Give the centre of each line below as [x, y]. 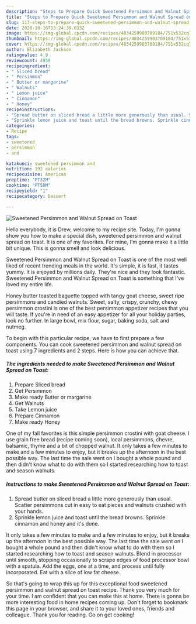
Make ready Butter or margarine [53, 397]
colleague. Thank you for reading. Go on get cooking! [70, 615]
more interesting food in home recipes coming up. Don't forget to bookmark [97, 602]
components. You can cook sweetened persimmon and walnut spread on [94, 344]
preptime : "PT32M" [28, 180]
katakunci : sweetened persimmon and [50, 164]
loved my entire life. [30, 284]
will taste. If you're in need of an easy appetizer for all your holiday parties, [96, 314]
